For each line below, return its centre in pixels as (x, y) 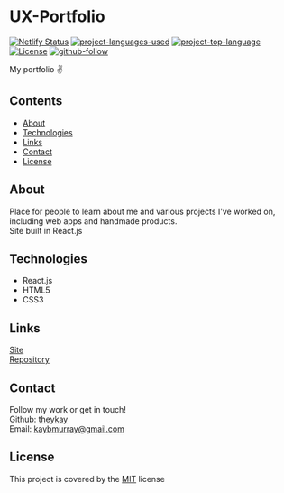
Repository (29, 359)
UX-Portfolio (57, 17)
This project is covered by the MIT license (87, 479)
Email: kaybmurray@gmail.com (67, 429)
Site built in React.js (46, 230)
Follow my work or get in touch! (68, 409)
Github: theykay (39, 419)
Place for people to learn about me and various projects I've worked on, (142, 211)
